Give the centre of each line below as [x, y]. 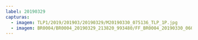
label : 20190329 [25, 11]
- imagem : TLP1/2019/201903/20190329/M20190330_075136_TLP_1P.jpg [94, 22]
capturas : [18, 17]
